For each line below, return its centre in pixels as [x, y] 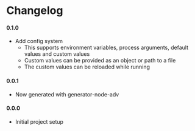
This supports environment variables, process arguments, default [106, 48]
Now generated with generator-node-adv [67, 94]
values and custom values [57, 54]
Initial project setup [39, 121]
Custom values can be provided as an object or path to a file [100, 61]
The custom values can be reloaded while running [87, 67]
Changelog [35, 11]
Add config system [39, 41]
